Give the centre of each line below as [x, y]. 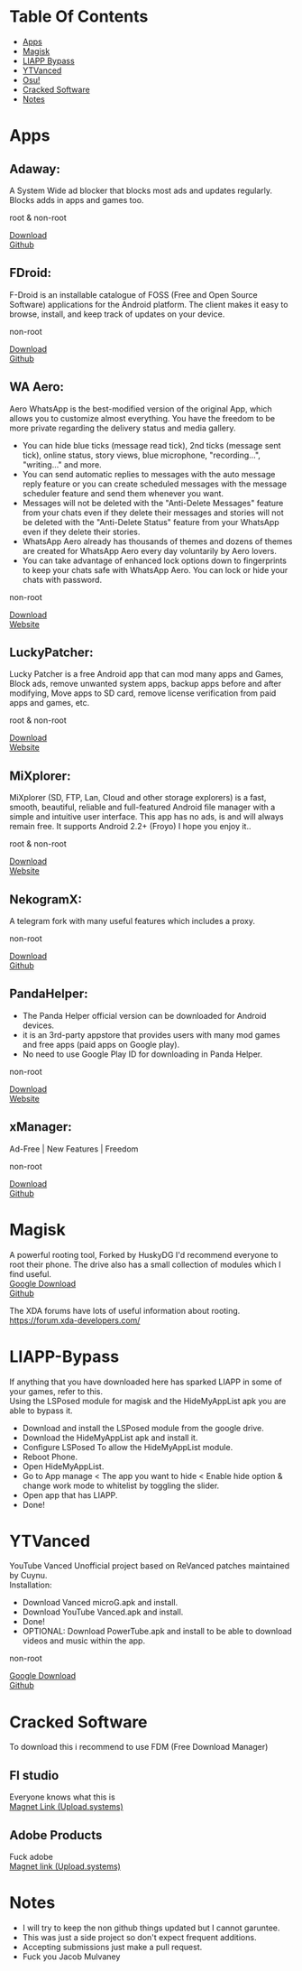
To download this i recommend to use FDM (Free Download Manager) [139, 1747]
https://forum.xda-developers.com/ [75, 1320]
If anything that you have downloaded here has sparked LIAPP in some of [146, 1382]
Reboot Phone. [50, 1457]
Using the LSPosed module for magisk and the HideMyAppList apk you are [148, 1401]
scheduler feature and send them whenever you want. [123, 493]
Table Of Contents [79, 17]
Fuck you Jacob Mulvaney [71, 1957]
